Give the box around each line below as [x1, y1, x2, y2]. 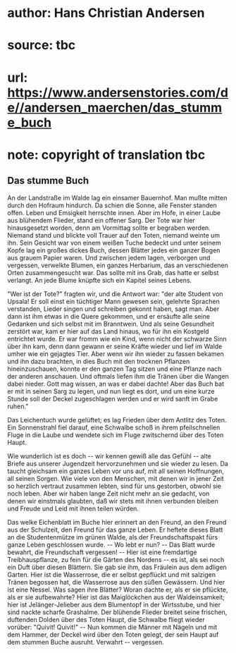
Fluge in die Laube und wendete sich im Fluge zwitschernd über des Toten [7, 430, 224, 439]
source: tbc [7, 37, 76, 54]
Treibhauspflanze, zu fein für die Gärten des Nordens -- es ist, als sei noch [7, 555, 225, 563]
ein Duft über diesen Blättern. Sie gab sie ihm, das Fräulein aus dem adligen [7, 563, 227, 571]
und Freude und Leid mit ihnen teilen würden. [7, 504, 139, 513]
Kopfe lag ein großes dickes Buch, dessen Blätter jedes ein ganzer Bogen [7, 245, 221, 255]
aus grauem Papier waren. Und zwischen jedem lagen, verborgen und [7, 253, 211, 262]
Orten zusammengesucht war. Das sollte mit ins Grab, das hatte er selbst [7, 268, 219, 276]
